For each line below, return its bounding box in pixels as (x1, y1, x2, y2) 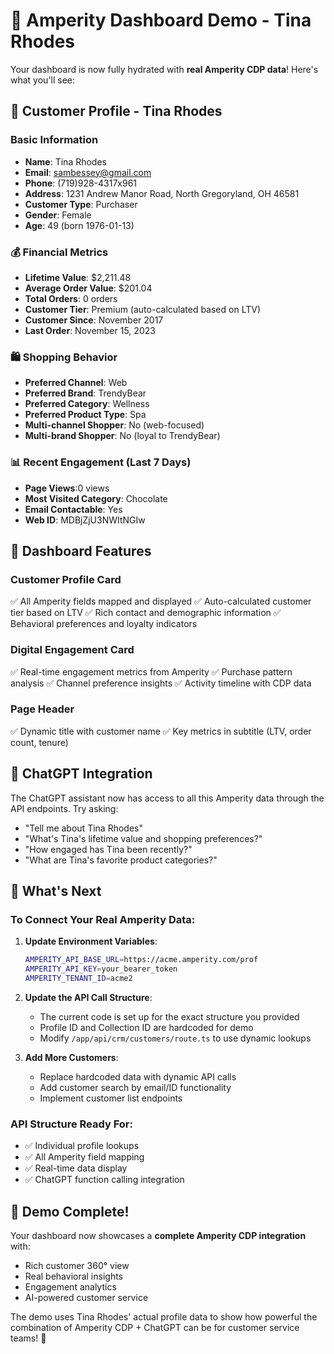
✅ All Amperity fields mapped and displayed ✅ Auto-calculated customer (10, 595, 312, 608)
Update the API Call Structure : (24, 991, 153, 1003)
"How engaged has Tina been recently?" (24, 843, 193, 855)
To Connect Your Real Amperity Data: (10, 912, 196, 926)
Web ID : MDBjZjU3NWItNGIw (24, 514, 146, 526)
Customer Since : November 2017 (24, 314, 164, 326)
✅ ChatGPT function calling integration (24, 1174, 185, 1186)
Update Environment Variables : (24, 935, 158, 948)
